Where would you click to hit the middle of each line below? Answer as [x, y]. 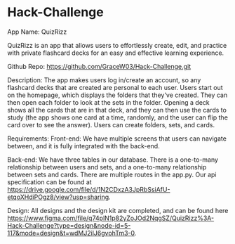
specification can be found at [50, 182]
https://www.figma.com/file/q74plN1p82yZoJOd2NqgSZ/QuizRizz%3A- [111, 218]
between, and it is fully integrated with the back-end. [83, 146]
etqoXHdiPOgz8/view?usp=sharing [58, 197]
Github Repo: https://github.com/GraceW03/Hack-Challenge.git [99, 66]
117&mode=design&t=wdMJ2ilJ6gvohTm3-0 [71, 233]
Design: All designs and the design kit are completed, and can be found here [118, 210]
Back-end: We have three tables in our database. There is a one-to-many [113, 160]
